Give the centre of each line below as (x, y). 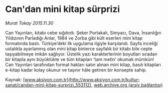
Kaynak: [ (15, 79)
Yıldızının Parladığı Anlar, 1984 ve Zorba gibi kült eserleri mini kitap (74, 38)
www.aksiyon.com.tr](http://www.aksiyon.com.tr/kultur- (82, 79)
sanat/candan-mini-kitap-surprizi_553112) (48, 85)
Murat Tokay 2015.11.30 (29, 23)
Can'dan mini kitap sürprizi (63, 9)
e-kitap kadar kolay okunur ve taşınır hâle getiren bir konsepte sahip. (76, 70)
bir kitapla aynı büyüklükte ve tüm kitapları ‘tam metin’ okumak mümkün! (80, 59)
